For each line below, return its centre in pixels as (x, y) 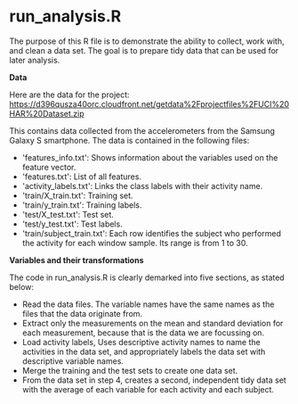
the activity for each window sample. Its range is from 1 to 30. (135, 243)
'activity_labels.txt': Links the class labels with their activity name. (142, 186)
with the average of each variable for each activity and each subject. (148, 389)
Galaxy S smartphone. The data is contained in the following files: (129, 140)
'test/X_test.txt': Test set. (68, 214)
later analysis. (35, 60)
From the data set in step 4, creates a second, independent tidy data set (154, 380)
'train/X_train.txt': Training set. (77, 195)
